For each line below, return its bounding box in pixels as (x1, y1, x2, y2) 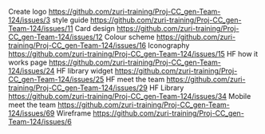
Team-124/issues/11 (8, 24, 73, 33)
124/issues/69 (8, 108, 55, 118)
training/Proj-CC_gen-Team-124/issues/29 (8, 83, 148, 93)
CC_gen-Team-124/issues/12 (8, 32, 103, 41)
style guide (51, 15, 89, 25)
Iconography (147, 41, 190, 50)
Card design (74, 24, 116, 33)
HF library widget (56, 66, 113, 75)
